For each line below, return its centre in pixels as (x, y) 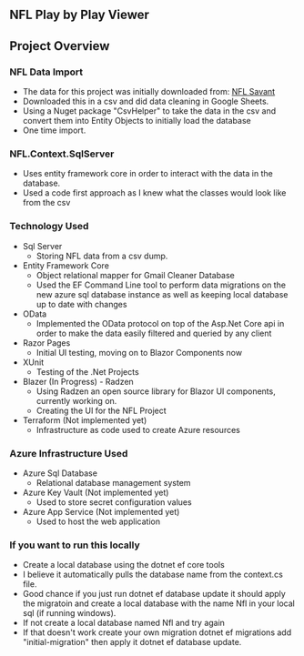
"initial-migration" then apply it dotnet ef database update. (132, 642)
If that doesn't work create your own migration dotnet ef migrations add (157, 632)
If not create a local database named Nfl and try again (124, 623)
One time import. (54, 130)
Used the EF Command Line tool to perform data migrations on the (161, 285)
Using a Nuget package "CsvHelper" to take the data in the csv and (149, 111)
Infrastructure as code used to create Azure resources (138, 429)
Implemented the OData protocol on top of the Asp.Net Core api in (160, 323)
